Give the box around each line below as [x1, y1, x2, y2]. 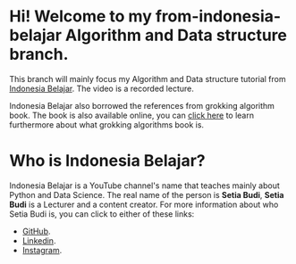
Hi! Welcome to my [9, 6, 152, 27]
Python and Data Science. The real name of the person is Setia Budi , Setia [9, 189, 284, 200]
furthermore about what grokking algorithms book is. [9, 119, 204, 130]
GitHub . [21, 226, 51, 236]
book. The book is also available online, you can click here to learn [9, 110, 255, 120]
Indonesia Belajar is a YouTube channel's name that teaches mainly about [9, 180, 280, 191]
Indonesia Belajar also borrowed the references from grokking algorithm [9, 100, 275, 111]
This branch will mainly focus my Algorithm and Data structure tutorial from [9, 73, 286, 84]
